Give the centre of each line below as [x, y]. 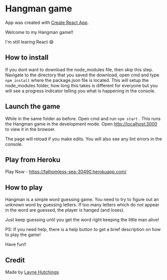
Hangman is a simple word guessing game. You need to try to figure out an [82, 200]
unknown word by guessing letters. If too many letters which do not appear [82, 205]
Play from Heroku [33, 159]
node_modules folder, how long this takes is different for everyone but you [82, 85]
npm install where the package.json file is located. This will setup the [77, 80]
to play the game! [23, 235]
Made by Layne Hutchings [32, 272]
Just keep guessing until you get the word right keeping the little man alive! [82, 220]
